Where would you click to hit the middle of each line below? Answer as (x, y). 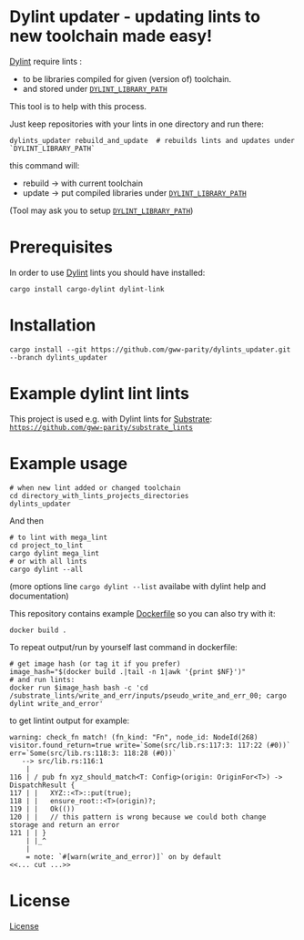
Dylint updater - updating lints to (135, 17)
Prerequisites (61, 247)
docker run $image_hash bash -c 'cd (79, 688)
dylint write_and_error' (56, 703)
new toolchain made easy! (111, 36)
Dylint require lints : (46, 61)
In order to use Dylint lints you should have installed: (107, 272)
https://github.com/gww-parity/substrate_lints (101, 427)
